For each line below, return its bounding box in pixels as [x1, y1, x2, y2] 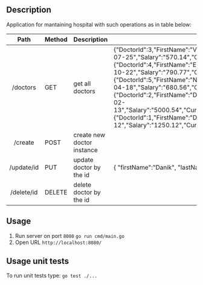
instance [73, 146, 98, 154]
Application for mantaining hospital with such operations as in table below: [6, 21, 192, 28]
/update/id [9, 163, 39, 171]
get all [73, 79, 91, 88]
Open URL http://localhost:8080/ [14, 239, 102, 246]
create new [73, 130, 106, 139]
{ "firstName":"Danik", [114, 163, 176, 171]
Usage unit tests [6, 256, 69, 266]
